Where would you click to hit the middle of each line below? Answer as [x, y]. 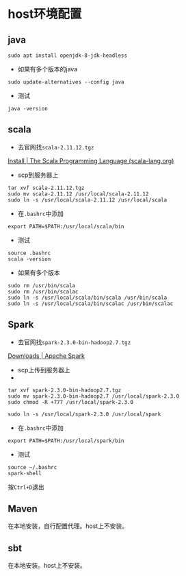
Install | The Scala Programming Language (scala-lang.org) [91, 160]
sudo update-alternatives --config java [66, 82]
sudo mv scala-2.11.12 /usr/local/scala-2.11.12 [78, 194]
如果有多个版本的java [48, 69]
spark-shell [25, 473]
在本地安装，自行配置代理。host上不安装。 [68, 526]
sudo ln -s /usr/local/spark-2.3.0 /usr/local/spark [84, 414]
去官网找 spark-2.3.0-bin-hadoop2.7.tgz [74, 342]
